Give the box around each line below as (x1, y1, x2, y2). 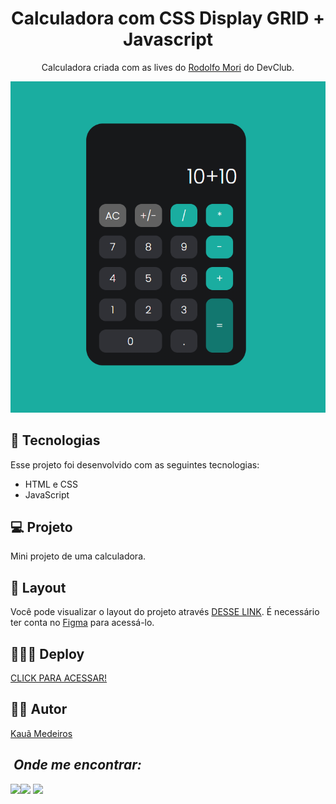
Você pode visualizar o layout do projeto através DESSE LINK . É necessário (10, 606, 320, 618)
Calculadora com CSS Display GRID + (11, 7, 325, 30)
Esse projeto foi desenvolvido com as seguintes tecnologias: (10, 458, 260, 471)
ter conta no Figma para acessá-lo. (10, 617, 155, 629)
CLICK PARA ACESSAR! (10, 672, 108, 684)
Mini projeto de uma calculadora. (10, 550, 147, 562)
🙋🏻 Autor (10, 701, 68, 718)
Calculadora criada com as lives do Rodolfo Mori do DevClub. (41, 61, 295, 73)
